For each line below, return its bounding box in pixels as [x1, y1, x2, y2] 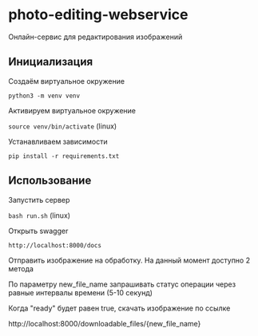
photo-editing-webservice [8, 6, 189, 24]
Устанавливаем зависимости [8, 136, 108, 146]
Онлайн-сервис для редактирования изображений [8, 32, 183, 42]
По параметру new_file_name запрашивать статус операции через [8, 279, 236, 289]
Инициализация [8, 55, 93, 69]
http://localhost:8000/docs [8, 241, 102, 249]
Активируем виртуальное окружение [8, 105, 137, 115]
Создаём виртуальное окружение [8, 76, 125, 85]
